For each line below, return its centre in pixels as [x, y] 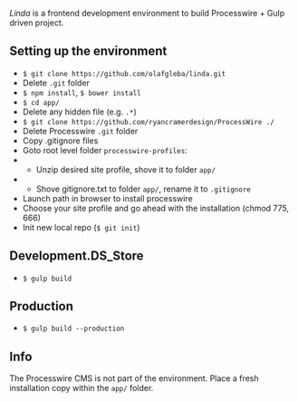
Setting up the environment [88, 51]
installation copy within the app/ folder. [82, 388]
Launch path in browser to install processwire [107, 198]
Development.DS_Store [77, 256]
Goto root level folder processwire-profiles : [105, 150]
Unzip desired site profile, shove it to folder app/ [125, 169]
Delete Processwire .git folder [80, 131]
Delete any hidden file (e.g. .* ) [80, 112]
